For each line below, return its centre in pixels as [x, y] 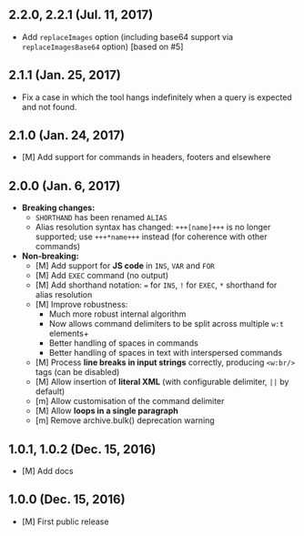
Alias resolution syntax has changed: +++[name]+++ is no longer [153, 228]
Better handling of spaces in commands [124, 343]
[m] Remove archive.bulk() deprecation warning [125, 420]
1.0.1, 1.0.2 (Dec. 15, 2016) [82, 449]
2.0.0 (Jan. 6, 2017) [65, 186]
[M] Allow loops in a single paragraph [106, 411]
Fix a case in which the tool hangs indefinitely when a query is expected [157, 97]
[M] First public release [65, 521]
